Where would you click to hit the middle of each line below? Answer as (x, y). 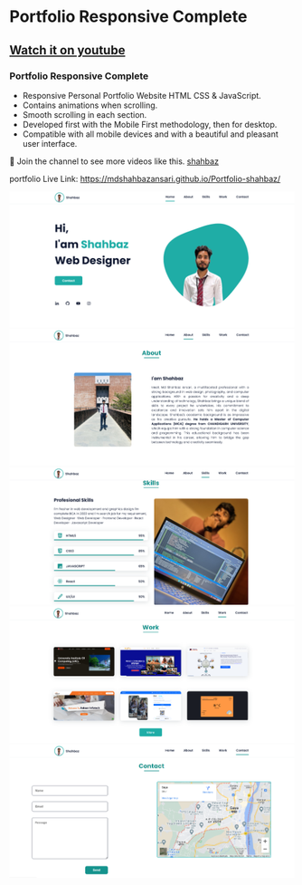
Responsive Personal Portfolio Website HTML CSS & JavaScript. (142, 95)
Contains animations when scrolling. (90, 105)
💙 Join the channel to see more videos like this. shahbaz (114, 161)
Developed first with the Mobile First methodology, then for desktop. (150, 124)
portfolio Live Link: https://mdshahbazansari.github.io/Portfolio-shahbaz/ (145, 178)
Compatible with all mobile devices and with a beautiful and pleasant (150, 134)
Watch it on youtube (67, 50)
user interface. (50, 143)
